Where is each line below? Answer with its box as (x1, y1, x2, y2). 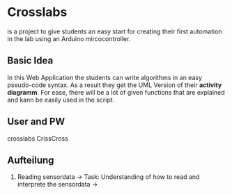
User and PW (7, 116, 65, 127)
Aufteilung (7, 154, 54, 166)
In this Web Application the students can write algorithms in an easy (7, 73, 203, 81)
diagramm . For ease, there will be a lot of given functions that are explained (7, 88, 225, 96)
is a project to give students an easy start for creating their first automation (7, 27, 222, 36)
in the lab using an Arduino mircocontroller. (7, 34, 131, 42)
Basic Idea (7, 55, 54, 67)
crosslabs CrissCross (7, 134, 68, 143)
